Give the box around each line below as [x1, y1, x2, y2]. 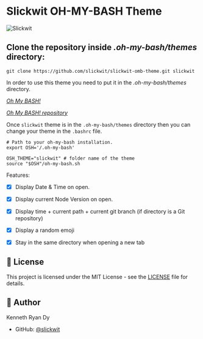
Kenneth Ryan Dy [6, 313, 50, 321]
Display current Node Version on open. [15, 195, 113, 203]
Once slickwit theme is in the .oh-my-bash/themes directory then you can [6, 121, 191, 128]
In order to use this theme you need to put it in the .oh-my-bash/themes [6, 78, 187, 86]
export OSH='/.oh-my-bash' [6, 144, 75, 151]
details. [6, 280, 25, 287]
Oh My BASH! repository [6, 109, 68, 116]
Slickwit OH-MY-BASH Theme [6, 4, 162, 18]
